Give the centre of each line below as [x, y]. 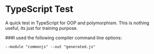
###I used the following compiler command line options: [64, 38]
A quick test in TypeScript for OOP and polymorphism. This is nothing [77, 23]
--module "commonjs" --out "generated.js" [50, 47]
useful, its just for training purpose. [42, 28]
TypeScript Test [39, 9]
